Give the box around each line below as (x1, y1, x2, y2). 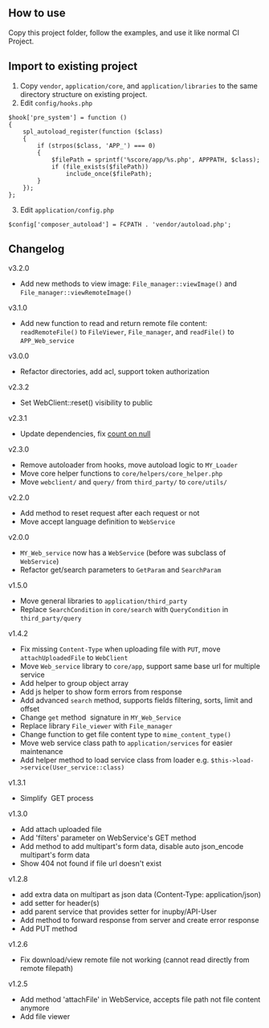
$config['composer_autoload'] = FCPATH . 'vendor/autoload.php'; (8, 220, 231, 228)
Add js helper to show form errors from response (19, 687, 182, 697)
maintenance (19, 747, 63, 757)
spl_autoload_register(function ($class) (22, 128, 163, 136)
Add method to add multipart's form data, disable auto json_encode (19, 842, 244, 851)
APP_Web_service (19, 337, 75, 345)
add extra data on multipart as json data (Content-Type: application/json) (19, 890, 262, 899)
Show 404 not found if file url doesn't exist (19, 859, 162, 868)
